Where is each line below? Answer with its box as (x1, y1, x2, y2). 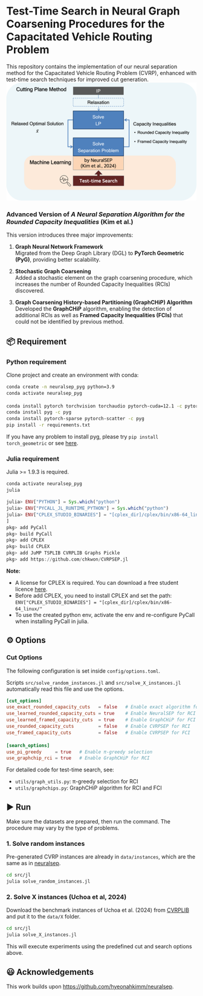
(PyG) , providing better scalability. (14, 256, 101, 263)
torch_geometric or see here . (6, 440, 79, 447)
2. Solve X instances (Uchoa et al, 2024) (6, 893, 127, 902)
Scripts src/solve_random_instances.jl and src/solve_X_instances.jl (6, 679, 181, 686)
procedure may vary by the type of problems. (6, 825, 120, 832)
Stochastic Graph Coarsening (14, 268, 92, 275)
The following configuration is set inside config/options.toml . (6, 667, 160, 674)
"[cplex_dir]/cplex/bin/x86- (98, 599, 173, 605)
